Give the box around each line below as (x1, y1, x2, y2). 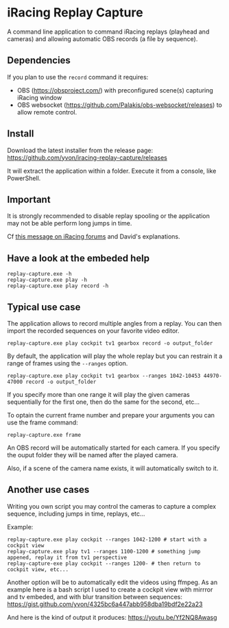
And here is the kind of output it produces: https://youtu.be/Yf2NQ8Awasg (7, 613, 217, 621)
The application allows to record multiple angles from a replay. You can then (7, 319, 222, 327)
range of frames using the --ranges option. (7, 359, 128, 367)
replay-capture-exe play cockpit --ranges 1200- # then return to (7, 560, 201, 567)
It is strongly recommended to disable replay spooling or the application (7, 212, 210, 220)
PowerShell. (7, 173, 41, 182)
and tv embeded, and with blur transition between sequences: (7, 592, 183, 601)
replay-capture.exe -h (7, 271, 72, 278)
